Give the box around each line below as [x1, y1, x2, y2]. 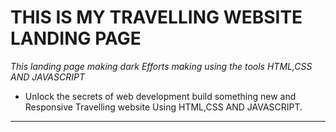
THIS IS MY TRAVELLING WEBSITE [10, 6, 303, 29]
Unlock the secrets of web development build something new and [24, 90, 297, 102]
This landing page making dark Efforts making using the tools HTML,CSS [10, 60, 313, 72]
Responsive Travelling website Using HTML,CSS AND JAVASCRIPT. [24, 101, 303, 113]
